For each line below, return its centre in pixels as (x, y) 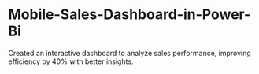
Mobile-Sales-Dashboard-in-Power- (129, 15)
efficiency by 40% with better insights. (71, 61)
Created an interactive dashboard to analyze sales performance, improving (130, 53)
